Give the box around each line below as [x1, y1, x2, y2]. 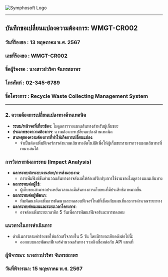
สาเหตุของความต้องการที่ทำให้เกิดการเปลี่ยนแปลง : [12, 134, 94, 140]
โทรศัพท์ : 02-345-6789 [5, 79, 60, 86]
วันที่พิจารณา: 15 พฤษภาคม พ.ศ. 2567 [5, 265, 83, 272]
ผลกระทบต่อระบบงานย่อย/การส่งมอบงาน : [12, 169, 81, 175]
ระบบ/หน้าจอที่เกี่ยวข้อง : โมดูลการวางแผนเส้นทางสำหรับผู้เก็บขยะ [12, 123, 118, 129]
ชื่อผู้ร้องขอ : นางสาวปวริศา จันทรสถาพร [5, 66, 81, 73]
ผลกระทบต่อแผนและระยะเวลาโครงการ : [12, 203, 77, 209]
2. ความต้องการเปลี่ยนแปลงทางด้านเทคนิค [5, 112, 86, 119]
